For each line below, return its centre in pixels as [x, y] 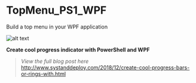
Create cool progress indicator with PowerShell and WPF [78, 50]
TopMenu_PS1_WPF [56, 10]
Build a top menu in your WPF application [57, 27]
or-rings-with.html [43, 74]
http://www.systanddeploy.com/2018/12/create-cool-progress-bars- [105, 67]
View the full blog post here [55, 61]
